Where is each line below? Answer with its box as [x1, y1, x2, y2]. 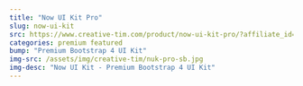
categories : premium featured [9, 38, 124, 47]
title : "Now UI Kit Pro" [9, 13, 103, 22]
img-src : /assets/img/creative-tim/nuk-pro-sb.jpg [9, 55, 204, 64]
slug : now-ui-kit [9, 21, 75, 30]
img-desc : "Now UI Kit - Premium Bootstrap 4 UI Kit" [9, 64, 216, 73]
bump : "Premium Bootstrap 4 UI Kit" [9, 47, 147, 56]
